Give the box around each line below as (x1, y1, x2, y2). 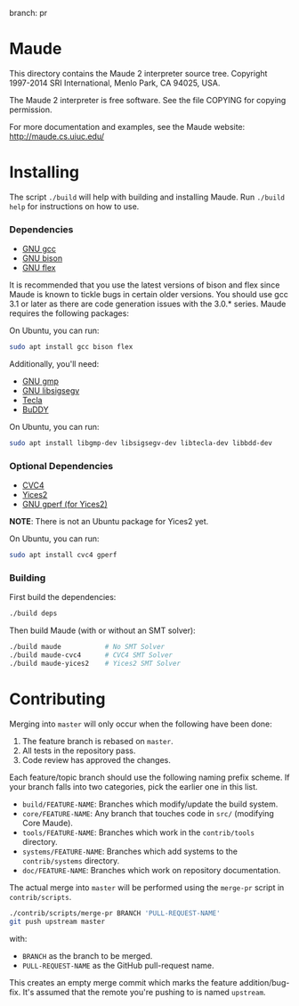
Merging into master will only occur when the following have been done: (9, 718, 273, 729)
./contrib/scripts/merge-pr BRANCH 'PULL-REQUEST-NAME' (9, 908, 221, 918)
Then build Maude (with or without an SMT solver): (9, 625, 196, 636)
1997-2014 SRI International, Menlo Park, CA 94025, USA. (9, 77, 221, 88)
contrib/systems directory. (21, 855, 120, 866)
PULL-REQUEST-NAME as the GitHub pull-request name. (21, 960, 214, 970)
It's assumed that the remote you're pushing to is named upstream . (22, 986, 266, 997)
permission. (9, 104, 53, 115)
